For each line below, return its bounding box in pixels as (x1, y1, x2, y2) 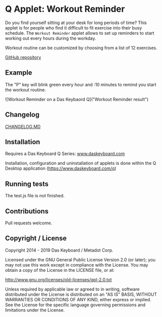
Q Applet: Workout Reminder (5, 3, 125, 15)
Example (5, 69, 32, 77)
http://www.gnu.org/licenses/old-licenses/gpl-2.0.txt (5, 276, 112, 283)
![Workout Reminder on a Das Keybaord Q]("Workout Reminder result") (5, 96, 149, 102)
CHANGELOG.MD (5, 124, 41, 130)
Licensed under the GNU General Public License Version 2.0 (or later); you (5, 257, 156, 263)
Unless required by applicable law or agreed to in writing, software (5, 286, 140, 292)
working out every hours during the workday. (5, 35, 97, 41)
